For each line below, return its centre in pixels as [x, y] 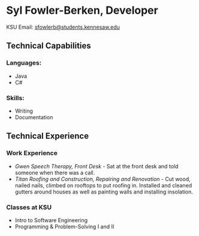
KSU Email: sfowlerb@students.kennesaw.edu [63, 27]
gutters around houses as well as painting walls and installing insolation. [104, 192]
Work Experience [32, 153]
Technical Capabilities [49, 46]
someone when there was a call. [55, 173]
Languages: [24, 63]
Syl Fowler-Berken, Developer [82, 10]
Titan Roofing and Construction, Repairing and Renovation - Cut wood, [102, 179]
